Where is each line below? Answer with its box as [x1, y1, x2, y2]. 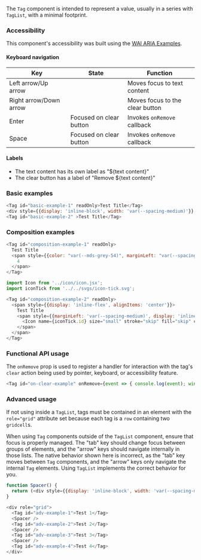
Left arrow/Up [9, 79, 49, 87]
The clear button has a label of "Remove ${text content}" [14, 174, 156, 181]
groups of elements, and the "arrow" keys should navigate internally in [6, 445, 180, 453]
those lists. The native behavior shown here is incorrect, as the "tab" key [6, 452, 185, 459]
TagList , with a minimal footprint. [6, 11, 88, 19]
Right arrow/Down [9, 96, 60, 104]
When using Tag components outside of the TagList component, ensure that [6, 433, 194, 440]
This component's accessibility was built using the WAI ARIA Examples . [6, 40, 182, 47]
